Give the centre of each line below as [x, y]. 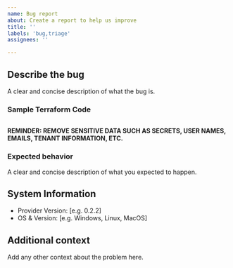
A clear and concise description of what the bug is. [81, 91]
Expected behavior [40, 156]
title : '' [22, 27]
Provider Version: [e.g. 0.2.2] [59, 210]
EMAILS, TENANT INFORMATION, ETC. [65, 138]
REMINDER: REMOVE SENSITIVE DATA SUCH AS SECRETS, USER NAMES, [117, 131]
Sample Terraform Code [49, 109]
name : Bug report [33, 14]
